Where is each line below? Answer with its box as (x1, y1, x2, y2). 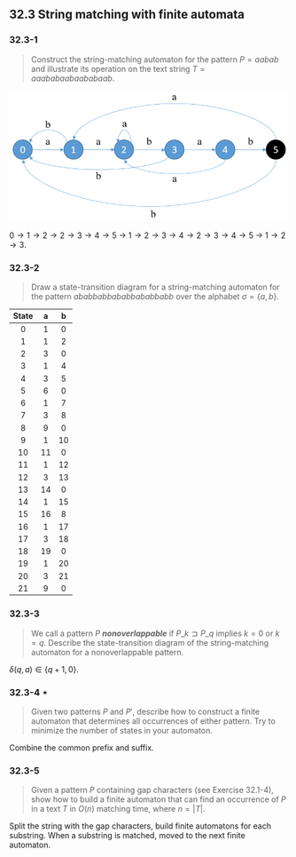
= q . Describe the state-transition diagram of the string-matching (30, 637, 269, 647)
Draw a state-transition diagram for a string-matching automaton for (30, 282, 281, 292)
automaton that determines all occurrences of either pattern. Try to (30, 716, 277, 726)
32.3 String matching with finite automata (9, 7, 245, 22)
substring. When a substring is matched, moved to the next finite (9, 830, 245, 841)
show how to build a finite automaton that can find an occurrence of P (30, 794, 286, 805)
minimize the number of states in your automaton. (30, 726, 213, 736)
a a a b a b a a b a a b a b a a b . (30, 73, 115, 83)
